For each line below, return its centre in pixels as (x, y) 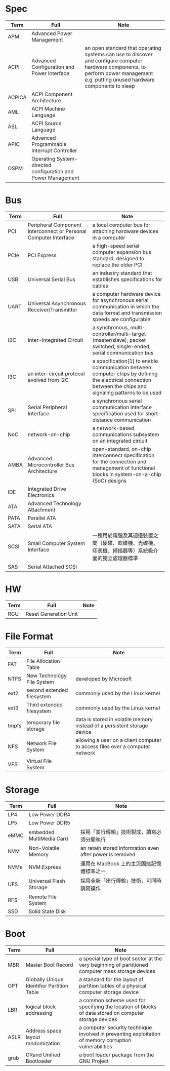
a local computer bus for (121, 225)
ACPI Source (47, 123)
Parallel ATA (42, 518)
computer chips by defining (125, 374)
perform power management (119, 73)
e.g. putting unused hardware (120, 80)
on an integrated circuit (120, 441)
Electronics (41, 495)
